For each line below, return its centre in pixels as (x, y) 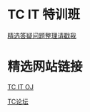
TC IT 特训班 (44, 15)
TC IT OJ (21, 86)
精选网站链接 (45, 67)
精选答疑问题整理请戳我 (42, 35)
